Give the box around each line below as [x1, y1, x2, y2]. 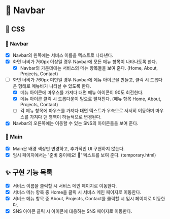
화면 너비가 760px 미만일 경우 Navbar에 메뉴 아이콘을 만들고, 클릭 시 [12, 77, 149, 83]
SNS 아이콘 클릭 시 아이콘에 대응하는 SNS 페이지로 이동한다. [12, 208, 132, 214]
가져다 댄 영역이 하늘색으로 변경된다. [29, 114, 102, 120]
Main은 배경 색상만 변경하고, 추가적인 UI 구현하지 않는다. [12, 145, 125, 151]
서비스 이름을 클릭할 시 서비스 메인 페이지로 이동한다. [12, 182, 117, 189]
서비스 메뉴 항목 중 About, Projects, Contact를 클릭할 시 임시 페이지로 [12, 195, 152, 201]
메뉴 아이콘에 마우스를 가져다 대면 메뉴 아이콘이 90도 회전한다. [20, 89, 144, 96]
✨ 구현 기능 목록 [5, 168, 53, 177]
